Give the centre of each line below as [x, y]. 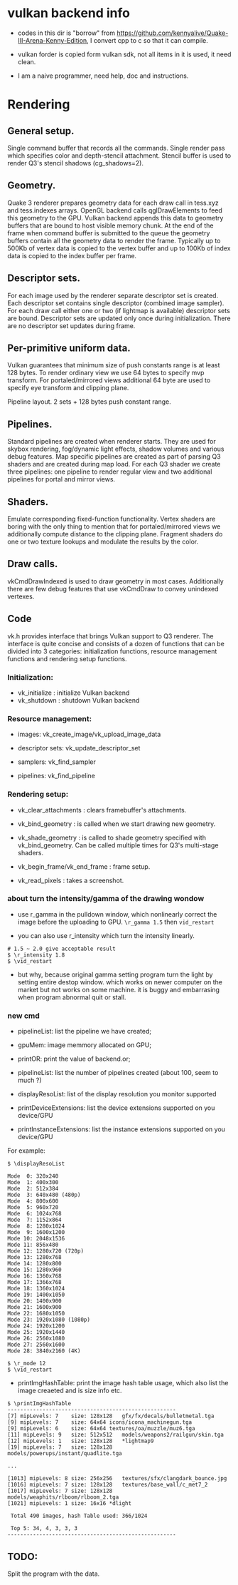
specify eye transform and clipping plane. [68, 388]
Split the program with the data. [54, 1574]
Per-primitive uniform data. [69, 348]
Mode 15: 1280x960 [34, 1270]
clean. [27, 61]
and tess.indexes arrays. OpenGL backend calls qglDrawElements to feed [115, 210]
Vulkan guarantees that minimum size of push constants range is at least [114, 365]
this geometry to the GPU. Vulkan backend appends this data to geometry [115, 218]
